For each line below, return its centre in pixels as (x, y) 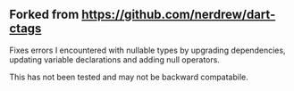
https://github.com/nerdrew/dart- (179, 15)
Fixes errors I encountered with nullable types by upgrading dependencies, (147, 50)
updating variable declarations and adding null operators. (115, 59)
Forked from (44, 15)
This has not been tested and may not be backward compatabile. (129, 77)
